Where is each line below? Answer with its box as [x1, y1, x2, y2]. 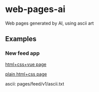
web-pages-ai [5, 4, 66, 15]
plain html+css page [5, 71, 47, 77]
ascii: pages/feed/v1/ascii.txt [5, 80, 64, 86]
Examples [5, 35, 36, 43]
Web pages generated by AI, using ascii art [5, 20, 94, 26]
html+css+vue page [5, 61, 46, 67]
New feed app [5, 50, 40, 57]
